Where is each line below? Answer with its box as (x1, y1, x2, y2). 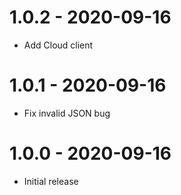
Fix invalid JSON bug (23, 107, 111, 119)
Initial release (23, 175, 79, 187)
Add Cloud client (23, 39, 94, 51)
